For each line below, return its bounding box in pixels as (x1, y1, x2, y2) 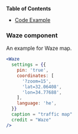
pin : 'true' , (17, 68, 49, 74)
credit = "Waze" (11, 117, 51, 123)
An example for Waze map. (6, 44, 72, 52)
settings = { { (11, 62, 46, 68)
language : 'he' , (17, 100, 57, 106)
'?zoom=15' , (21, 78, 51, 84)
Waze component (6, 31, 58, 39)
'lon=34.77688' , (21, 89, 62, 95)
